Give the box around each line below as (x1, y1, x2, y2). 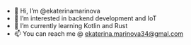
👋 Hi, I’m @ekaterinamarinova (13, 7, 100, 15)
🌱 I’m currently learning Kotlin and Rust (13, 22, 128, 30)
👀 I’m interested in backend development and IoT (13, 14, 157, 22)
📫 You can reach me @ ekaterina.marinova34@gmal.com (13, 30, 184, 38)
